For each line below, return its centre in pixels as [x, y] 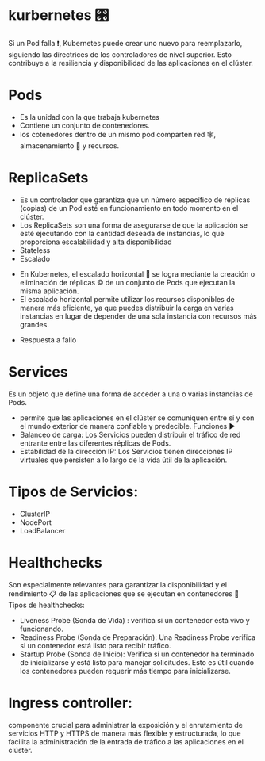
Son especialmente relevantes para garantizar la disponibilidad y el [118, 584]
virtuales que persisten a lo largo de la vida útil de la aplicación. [123, 460]
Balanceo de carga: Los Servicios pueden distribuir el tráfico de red [130, 434]
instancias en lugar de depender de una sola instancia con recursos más [138, 316]
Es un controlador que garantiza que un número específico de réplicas [135, 200]
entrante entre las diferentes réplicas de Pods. [95, 443]
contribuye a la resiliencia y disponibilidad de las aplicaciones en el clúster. [131, 63]
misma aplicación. [49, 291]
